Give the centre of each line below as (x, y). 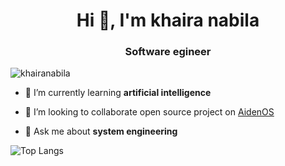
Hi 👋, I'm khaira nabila (168, 20)
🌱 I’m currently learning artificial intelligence (118, 93)
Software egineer (168, 52)
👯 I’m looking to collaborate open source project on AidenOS (149, 112)
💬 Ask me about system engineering (101, 131)
